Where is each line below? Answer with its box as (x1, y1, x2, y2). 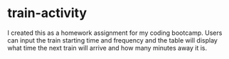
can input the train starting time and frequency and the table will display (7, 36, 218, 44)
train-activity (7, 5, 87, 21)
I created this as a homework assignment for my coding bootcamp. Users (7, 28, 223, 37)
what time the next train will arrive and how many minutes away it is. (7, 43, 208, 52)
